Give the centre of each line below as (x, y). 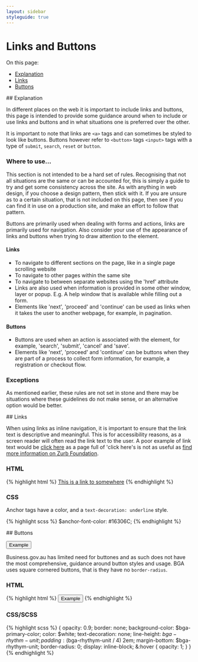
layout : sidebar (26, 12)
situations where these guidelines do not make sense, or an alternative (92, 399)
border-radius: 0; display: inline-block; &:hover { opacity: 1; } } (116, 646)
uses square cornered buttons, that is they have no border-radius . (87, 570)
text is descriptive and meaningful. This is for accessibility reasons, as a (94, 434)
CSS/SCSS (22, 615)
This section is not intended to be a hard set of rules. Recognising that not (96, 174)
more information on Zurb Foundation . (53, 453)
